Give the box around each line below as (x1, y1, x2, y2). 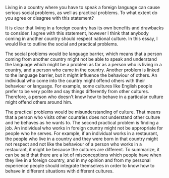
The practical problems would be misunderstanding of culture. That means (5, 109, 161, 115)
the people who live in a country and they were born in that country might (5, 136, 158, 142)
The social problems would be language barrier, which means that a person (5, 51, 162, 57)
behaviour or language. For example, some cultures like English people (5, 83, 152, 89)
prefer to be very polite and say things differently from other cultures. (5, 88, 150, 94)
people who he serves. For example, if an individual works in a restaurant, (5, 130, 159, 136)
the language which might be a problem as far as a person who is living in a (5, 62, 162, 67)
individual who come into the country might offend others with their (5, 78, 145, 83)
